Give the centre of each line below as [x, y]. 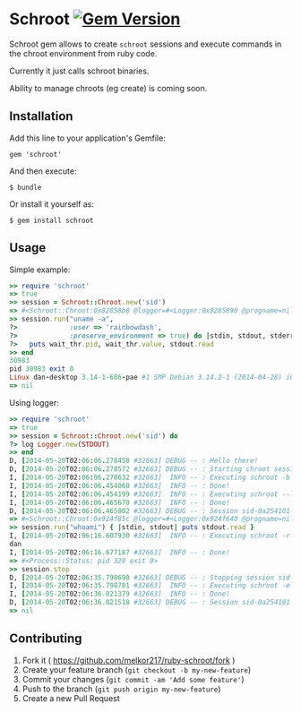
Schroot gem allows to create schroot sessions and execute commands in [146, 44]
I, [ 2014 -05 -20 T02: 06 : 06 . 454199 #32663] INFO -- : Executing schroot [144, 494]
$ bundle [26, 187]
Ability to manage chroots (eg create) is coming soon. [108, 88]
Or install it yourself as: [52, 204]
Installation [41, 116]
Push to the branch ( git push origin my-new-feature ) [121, 689]
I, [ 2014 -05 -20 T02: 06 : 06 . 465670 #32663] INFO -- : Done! [120, 502]
